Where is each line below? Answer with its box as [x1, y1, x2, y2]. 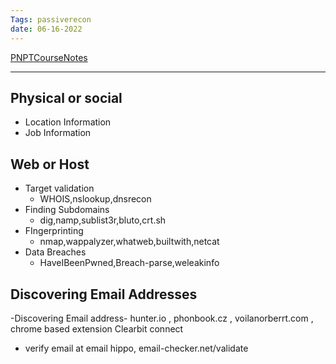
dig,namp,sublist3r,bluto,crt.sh [39, 214, 167, 226]
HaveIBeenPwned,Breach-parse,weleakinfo [39, 257, 220, 269]
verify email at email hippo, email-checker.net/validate [24, 342, 249, 354]
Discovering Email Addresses [10, 286, 198, 303]
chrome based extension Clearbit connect [10, 322, 184, 335]
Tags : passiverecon [10, 14, 92, 25]
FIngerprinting [24, 225, 84, 237]
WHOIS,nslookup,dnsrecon [39, 193, 152, 205]
